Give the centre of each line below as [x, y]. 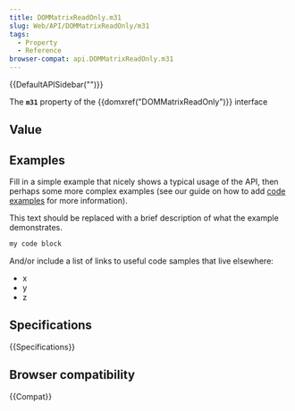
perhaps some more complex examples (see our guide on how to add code [147, 191]
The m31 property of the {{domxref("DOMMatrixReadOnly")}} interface [139, 102]
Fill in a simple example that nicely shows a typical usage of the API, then [144, 182]
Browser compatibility [72, 375]
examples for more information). [68, 201]
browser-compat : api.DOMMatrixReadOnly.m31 [92, 59]
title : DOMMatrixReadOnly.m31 [66, 17]
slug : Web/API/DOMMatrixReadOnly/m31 [80, 26]
